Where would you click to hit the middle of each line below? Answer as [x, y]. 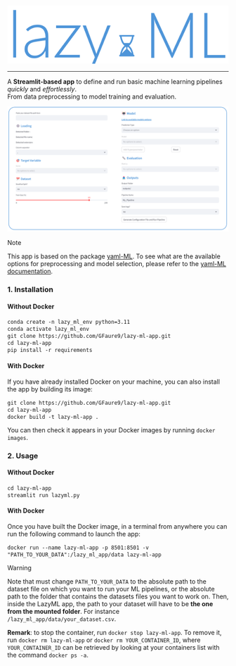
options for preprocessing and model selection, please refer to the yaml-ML [117, 264]
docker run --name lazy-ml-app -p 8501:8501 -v [78, 548]
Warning [19, 567]
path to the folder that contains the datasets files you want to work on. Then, [118, 596]
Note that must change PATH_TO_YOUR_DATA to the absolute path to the [107, 581]
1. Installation [31, 289]
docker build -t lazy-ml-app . [53, 417]
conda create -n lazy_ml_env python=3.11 [69, 322]
